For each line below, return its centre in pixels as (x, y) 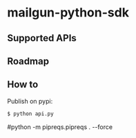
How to (23, 85)
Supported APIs (42, 38)
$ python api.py (30, 114)
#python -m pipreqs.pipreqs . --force (60, 127)
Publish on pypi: (30, 101)
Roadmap (28, 61)
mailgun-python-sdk (68, 13)
